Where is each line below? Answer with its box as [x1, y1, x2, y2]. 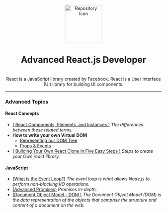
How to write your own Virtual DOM [12, 132, 87, 138]
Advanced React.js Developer [20, 54, 147, 66]
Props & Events [19, 143, 51, 149]
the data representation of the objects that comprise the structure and [12, 197, 157, 203]
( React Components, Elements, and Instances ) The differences [12, 122, 144, 128]
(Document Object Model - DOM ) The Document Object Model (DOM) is [12, 192, 162, 198]
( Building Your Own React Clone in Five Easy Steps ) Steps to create [12, 148, 153, 154]
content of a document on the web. [12, 202, 85, 209]
